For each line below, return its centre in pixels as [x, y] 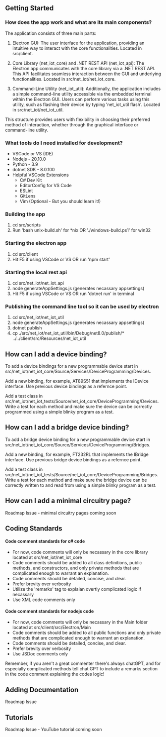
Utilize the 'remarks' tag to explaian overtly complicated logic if [77, 589]
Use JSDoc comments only [40, 654]
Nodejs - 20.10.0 [29, 159]
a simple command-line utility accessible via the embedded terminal [82, 94]
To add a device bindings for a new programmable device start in [72, 366]
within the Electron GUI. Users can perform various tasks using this [81, 99]
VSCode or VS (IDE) [33, 153]
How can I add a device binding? [56, 354]
